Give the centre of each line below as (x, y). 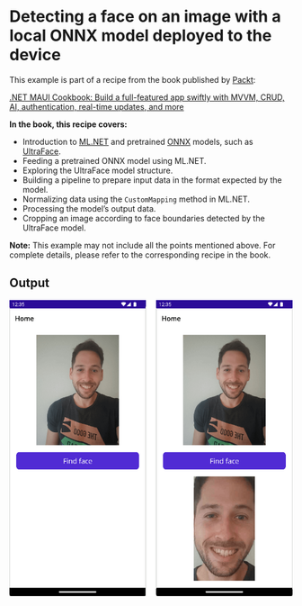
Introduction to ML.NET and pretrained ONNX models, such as (138, 141)
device (35, 55)
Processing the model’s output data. (89, 208)
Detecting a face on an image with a (145, 17)
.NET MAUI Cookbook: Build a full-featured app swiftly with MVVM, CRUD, (147, 97)
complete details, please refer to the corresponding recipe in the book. (140, 255)
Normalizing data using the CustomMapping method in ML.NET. (136, 199)
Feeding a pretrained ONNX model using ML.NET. (114, 160)
